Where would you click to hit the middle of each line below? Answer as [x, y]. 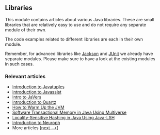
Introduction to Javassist [37, 92]
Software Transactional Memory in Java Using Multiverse [69, 112]
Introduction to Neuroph [36, 123]
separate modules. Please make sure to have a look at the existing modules [80, 59]
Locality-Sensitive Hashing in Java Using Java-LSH [63, 118]
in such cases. [19, 64]
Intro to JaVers [27, 97]
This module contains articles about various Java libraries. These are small [80, 19]
